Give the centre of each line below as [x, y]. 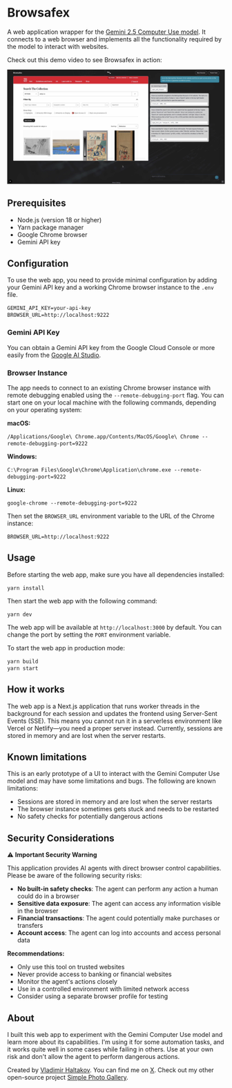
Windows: [22, 456]
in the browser [38, 911]
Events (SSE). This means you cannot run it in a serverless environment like [115, 721]
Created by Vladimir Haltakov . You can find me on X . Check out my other [110, 1070]
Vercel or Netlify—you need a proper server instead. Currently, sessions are [115, 728]
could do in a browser [48, 896]
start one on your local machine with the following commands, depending [112, 402]
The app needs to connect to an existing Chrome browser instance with [109, 387]
